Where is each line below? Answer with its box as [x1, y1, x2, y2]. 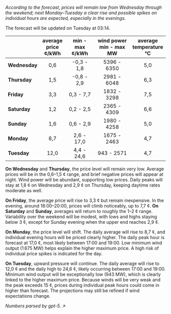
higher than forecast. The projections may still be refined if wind [5, 287, 140, 294]
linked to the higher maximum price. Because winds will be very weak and [5, 277, 161, 282]
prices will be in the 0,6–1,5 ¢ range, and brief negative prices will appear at [5, 171, 164, 177]
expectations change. [5, 293, 51, 299]
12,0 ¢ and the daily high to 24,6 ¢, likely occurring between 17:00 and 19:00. [5, 266, 166, 272]
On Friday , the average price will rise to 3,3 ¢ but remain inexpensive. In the [5, 197, 164, 203]
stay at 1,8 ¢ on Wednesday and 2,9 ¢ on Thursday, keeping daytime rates [5, 182, 160, 188]
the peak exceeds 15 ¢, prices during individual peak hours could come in [5, 282, 159, 288]
